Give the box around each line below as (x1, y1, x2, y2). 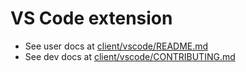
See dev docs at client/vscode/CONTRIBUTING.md (24, 50, 236, 62)
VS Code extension (10, 7, 173, 30)
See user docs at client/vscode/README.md (24, 40, 209, 52)
